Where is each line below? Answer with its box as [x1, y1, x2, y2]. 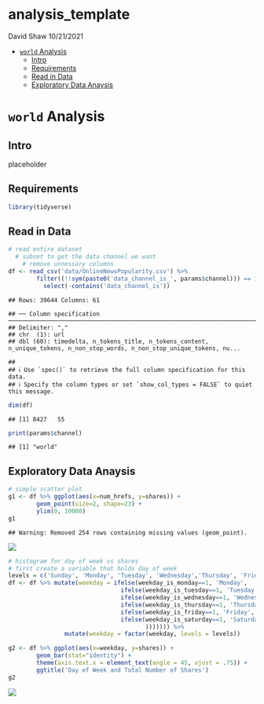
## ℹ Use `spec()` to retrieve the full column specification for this [8, 366, 246, 374]
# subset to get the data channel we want [15, 253, 156, 261]
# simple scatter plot [8, 485, 82, 494]
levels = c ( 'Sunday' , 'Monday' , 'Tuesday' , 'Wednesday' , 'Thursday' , [8, 571, 237, 580]
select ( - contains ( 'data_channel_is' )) [42, 282, 170, 290]
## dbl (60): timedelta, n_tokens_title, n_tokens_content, [8, 337, 210, 345]
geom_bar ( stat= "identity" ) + [36, 651, 132, 660]
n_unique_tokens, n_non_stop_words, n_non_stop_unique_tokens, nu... [8, 344, 241, 352]
